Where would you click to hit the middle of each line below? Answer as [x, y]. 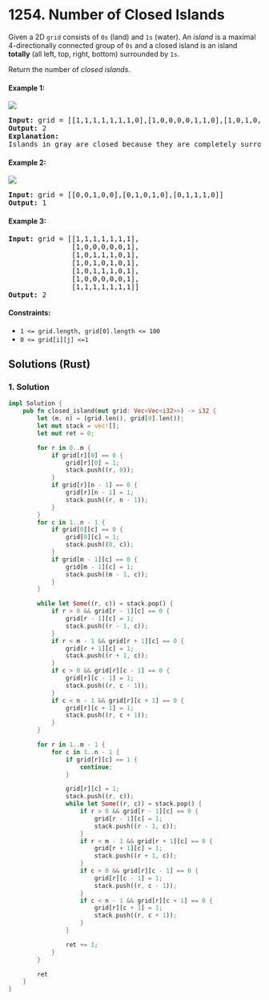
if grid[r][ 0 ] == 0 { [87, 455]
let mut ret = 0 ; [66, 433]
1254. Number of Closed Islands [117, 15]
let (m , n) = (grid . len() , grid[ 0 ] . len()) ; [110, 419]
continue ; [96, 767]
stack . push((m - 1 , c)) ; [107, 574]
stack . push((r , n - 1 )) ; [107, 500]
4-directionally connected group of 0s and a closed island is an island [123, 45]
